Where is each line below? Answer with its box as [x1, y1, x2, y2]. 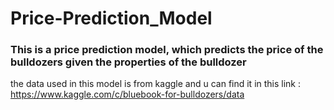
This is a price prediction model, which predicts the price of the [10, 43, 324, 57]
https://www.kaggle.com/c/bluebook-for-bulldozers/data [10, 88, 245, 101]
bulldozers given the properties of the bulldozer [10, 55, 247, 69]
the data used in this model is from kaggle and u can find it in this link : [10, 78, 302, 90]
